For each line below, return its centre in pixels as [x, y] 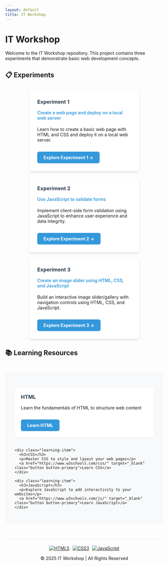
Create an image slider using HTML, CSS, [81, 280]
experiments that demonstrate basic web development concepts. [72, 59]
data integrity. [52, 221]
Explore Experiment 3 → [69, 325]
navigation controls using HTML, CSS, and [81, 302]
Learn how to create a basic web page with [82, 129]
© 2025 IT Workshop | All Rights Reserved [84, 558]
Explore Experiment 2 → [69, 238]
